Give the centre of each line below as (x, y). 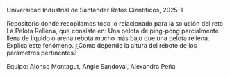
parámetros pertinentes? (42, 53)
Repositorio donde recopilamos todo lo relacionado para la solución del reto (115, 23)
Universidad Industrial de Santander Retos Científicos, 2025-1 (95, 10)
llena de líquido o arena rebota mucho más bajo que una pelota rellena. (108, 38)
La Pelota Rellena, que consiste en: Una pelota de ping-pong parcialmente (113, 31)
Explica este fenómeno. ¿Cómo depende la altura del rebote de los (102, 45)
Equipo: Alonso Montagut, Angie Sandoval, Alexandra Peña (91, 66)
